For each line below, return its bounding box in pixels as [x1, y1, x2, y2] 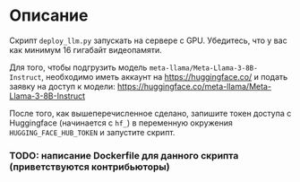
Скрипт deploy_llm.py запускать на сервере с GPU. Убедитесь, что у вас [9, 35, 288, 46]
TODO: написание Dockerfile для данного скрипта [9, 149, 239, 161]
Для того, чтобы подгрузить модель [9, 62, 148, 73]
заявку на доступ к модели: [9, 81, 116, 91]
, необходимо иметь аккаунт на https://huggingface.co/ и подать [41, 71, 288, 82]
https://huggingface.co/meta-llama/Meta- [116, 81, 271, 91]
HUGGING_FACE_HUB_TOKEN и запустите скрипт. [9, 126, 176, 137]
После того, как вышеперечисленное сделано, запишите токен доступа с [9, 108, 292, 118]
